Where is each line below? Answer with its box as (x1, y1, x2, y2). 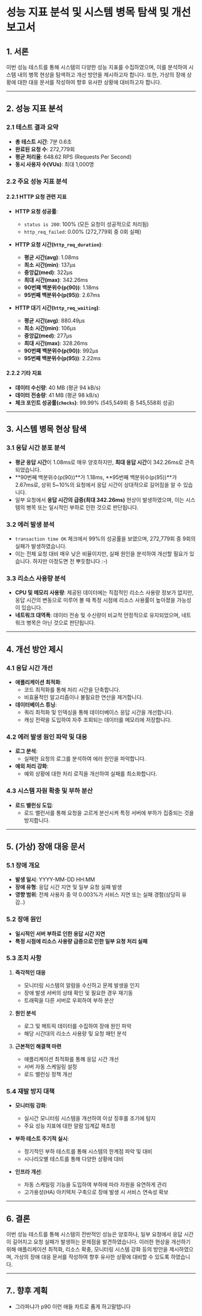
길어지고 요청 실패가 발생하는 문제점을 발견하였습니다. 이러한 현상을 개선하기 (12, 1238, 191, 1245)
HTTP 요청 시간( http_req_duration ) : (14, 240, 103, 248)
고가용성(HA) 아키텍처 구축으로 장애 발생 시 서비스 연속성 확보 (23, 1188, 169, 1196)
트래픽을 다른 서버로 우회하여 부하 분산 (23, 997, 114, 1004)
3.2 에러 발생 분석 (6, 520, 55, 528)
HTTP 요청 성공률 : (14, 207, 58, 215)
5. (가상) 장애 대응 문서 (6, 841, 85, 851)
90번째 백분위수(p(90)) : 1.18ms (23, 284, 99, 291)
